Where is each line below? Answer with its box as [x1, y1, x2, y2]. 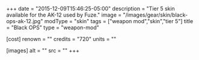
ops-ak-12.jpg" [6, 18, 43, 24]
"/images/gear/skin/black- [123, 11, 188, 18]
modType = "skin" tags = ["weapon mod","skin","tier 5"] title [44, 18, 194, 24]
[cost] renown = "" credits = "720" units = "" [6, 36, 117, 42]
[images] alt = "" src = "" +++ [6, 47, 80, 54]
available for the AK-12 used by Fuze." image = [6, 11, 122, 18]
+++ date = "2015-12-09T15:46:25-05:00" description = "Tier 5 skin [6, 5, 176, 12]
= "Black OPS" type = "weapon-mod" [6, 24, 99, 31]
